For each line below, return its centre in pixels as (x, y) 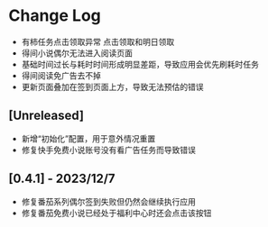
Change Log (55, 16)
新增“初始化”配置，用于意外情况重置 (88, 138)
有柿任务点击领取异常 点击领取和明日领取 (98, 41)
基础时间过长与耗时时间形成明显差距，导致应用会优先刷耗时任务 (140, 64)
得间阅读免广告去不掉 (61, 75)
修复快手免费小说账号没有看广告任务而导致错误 (108, 150)
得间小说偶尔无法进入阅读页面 (77, 53)
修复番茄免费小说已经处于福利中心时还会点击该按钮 (116, 213)
